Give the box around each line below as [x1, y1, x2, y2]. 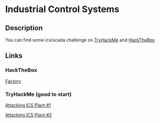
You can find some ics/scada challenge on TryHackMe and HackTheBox [5, 37, 155, 43]
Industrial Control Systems [5, 4, 120, 15]
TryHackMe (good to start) [5, 91, 72, 98]
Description [5, 24, 43, 32]
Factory [5, 78, 21, 84]
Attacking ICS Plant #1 [5, 102, 51, 108]
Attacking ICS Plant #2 [5, 112, 52, 118]
